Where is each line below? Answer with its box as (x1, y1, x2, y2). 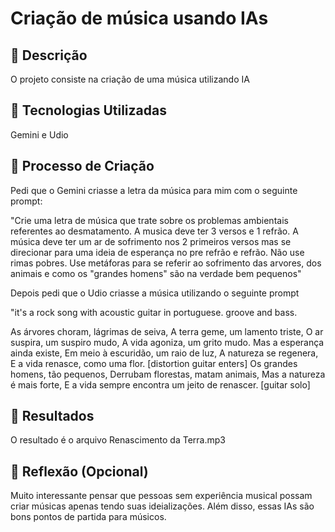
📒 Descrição (10, 47, 88, 64)
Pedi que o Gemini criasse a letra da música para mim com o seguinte (10, 184, 298, 196)
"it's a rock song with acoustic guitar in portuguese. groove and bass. (10, 306, 298, 318)
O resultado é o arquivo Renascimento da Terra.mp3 (10, 434, 226, 446)
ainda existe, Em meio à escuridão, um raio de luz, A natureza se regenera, (10, 347, 319, 359)
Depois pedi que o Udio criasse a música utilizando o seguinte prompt (10, 287, 300, 299)
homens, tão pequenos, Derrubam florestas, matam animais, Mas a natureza (10, 368, 326, 380)
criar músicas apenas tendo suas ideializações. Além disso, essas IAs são (10, 500, 315, 512)
